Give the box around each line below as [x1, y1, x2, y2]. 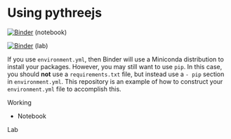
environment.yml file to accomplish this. [7, 85, 121, 93]
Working [7, 98, 32, 106]
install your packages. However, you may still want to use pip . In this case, [7, 62, 223, 71]
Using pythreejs [7, 5, 103, 21]
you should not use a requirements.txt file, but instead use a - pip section [7, 70, 225, 78]
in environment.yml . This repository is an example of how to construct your [7, 77, 223, 85]
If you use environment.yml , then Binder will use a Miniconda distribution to [7, 54, 225, 64]
